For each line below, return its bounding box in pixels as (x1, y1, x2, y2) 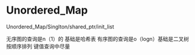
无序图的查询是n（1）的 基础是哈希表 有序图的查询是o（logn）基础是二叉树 (6, 35, 189, 42)
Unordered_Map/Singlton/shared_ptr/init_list (6, 23, 114, 30)
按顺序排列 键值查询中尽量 (6, 43, 70, 50)
